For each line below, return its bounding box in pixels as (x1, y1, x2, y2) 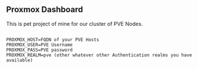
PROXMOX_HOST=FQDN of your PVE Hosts (6, 36, 100, 43)
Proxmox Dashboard (6, 5, 84, 15)
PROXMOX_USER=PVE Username (6, 42, 73, 47)
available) (6, 57, 33, 63)
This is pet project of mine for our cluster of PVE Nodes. (6, 20, 143, 27)
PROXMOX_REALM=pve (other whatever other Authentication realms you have (6, 52, 193, 58)
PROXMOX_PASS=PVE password (6, 47, 73, 53)
